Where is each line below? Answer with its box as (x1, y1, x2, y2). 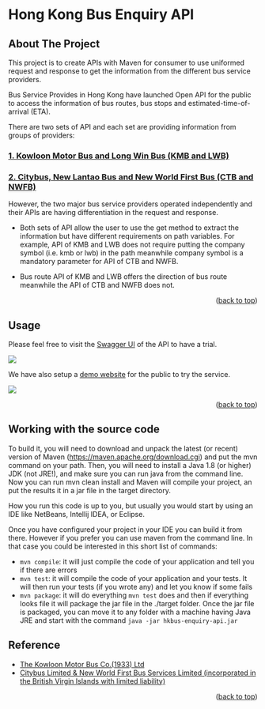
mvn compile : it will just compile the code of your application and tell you (19, 556, 255, 566)
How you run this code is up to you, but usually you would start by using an (8, 500, 253, 511)
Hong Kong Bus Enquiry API (8, 6, 195, 24)
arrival (8, 107, 29, 116)
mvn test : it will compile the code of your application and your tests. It (19, 573, 248, 583)
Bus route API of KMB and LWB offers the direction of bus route (19, 272, 228, 281)
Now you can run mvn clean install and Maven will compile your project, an (8, 477, 252, 487)
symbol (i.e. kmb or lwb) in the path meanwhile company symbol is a (19, 248, 244, 258)
